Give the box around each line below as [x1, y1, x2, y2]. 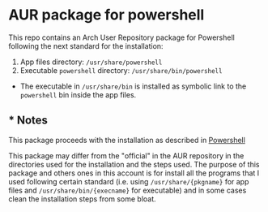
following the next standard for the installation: [8, 41, 164, 50]
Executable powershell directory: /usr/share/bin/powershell [19, 65, 223, 75]
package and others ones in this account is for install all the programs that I [8, 168, 260, 178]
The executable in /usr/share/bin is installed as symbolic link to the [19, 81, 247, 91]
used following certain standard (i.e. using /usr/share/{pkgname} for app [8, 176, 249, 186]
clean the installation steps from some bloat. [8, 193, 156, 204]
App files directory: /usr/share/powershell [19, 57, 163, 67]
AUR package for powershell [8, 6, 205, 24]
